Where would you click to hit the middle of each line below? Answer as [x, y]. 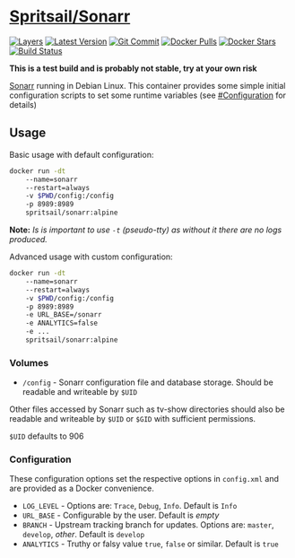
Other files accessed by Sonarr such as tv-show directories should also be [147, 409]
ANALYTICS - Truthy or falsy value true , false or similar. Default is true [151, 544]
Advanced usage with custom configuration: [91, 257]
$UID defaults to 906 [47, 436]
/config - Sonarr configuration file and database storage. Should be [147, 382]
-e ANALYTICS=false [62, 323]
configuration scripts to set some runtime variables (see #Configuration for [148, 95]
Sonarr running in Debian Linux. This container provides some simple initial [147, 85]
